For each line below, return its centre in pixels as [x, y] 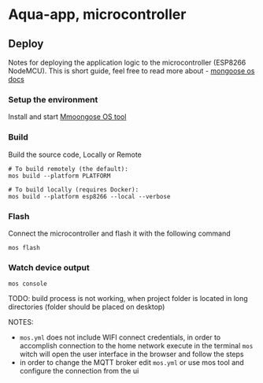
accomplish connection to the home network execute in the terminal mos [136, 346]
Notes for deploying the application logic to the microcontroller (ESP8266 [127, 62]
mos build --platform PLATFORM [59, 176]
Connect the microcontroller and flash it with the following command [119, 233]
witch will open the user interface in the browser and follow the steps [131, 354]
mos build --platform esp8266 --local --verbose [89, 196]
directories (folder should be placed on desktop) [87, 307]
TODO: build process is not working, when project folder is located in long [128, 299]
